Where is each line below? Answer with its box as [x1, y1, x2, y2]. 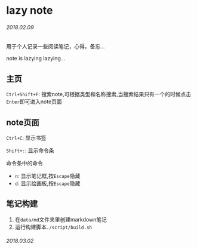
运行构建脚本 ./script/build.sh [14, 223, 93, 230]
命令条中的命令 [6, 159, 43, 167]
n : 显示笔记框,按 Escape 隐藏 [14, 173, 81, 180]
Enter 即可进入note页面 [6, 98, 63, 105]
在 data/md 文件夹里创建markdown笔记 [14, 216, 107, 223]
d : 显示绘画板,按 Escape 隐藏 [14, 180, 81, 187]
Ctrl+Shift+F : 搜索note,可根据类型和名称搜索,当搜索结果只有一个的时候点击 [6, 91, 192, 98]
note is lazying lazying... [6, 55, 66, 62]
